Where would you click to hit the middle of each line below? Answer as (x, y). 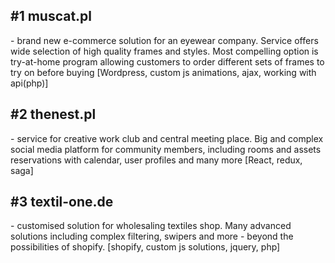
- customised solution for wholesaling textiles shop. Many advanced (151, 226)
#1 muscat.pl (51, 16)
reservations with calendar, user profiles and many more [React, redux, (156, 160)
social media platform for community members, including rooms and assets (166, 149)
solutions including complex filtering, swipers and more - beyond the (152, 236)
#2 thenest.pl (53, 114)
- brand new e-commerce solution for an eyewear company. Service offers (164, 40)
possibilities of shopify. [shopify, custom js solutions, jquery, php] (145, 247)
